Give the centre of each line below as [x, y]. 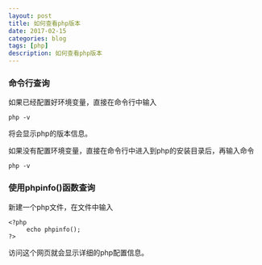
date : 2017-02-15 [37, 31]
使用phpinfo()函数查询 [52, 188]
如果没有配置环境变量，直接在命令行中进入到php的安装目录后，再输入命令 [131, 151]
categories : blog [37, 38]
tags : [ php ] [28, 46]
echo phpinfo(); [54, 229]
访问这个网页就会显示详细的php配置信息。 [79, 252]
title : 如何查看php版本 [44, 23]
